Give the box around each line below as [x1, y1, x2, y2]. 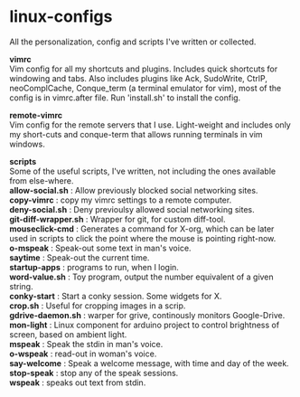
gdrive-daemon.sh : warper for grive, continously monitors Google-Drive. [9, 309, 286, 320]
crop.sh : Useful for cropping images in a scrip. [9, 300, 186, 311]
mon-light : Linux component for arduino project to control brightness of [9, 319, 280, 330]
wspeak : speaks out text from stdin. [9, 377, 146, 388]
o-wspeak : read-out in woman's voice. [9, 348, 157, 359]
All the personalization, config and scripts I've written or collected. [9, 36, 257, 47]
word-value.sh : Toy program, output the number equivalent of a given [9, 271, 274, 282]
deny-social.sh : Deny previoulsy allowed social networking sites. [9, 203, 255, 214]
